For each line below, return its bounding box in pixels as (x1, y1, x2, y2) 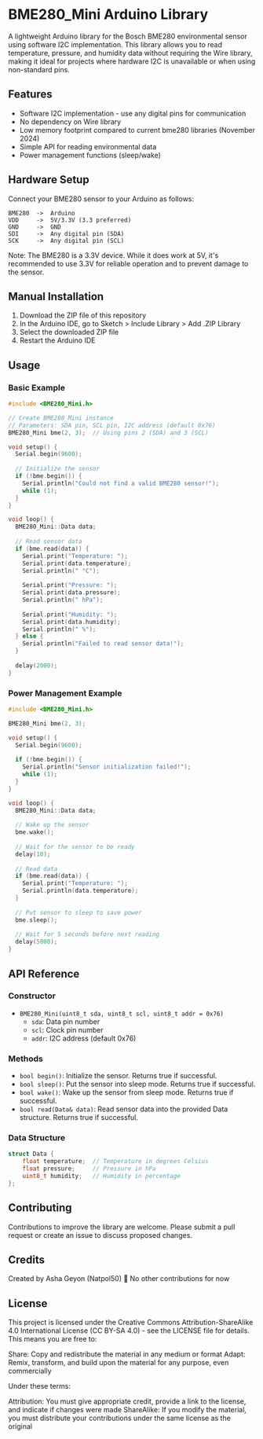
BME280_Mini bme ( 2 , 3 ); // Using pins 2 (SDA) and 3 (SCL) (8, 428, 210, 437)
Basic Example (8, 382, 65, 393)
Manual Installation (8, 289, 104, 303)
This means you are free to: (8, 1334, 97, 1344)
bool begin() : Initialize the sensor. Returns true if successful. (19, 1071, 217, 1081)
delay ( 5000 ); (15, 938, 58, 946)
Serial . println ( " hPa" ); (22, 596, 104, 604)
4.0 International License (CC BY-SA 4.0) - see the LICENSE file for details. (8, 1326, 250, 1335)
